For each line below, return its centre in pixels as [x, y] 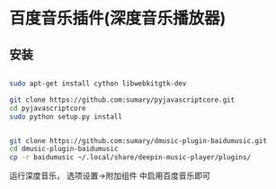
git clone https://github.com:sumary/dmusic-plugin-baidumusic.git [138, 140]
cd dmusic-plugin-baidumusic [64, 149]
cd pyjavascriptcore [48, 108]
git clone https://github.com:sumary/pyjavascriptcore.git [122, 100]
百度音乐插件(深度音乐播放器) [118, 18]
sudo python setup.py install [66, 117]
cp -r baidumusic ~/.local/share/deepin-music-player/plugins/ [130, 157]
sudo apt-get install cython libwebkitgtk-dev [98, 84]
